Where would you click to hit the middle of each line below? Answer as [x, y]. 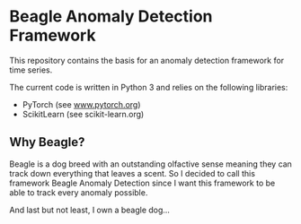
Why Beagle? [47, 142]
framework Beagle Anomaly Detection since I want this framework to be [142, 183]
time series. [31, 70]
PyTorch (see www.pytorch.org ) [81, 104]
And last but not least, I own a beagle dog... [90, 210]
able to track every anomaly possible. [79, 192]
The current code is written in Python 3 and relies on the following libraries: [149, 87]
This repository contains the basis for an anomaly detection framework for [147, 60]
